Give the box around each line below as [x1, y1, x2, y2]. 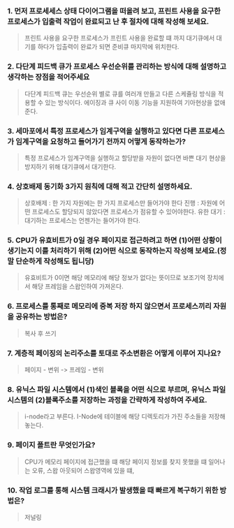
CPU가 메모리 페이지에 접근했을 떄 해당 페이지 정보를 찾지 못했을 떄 [24, 457, 207, 466]
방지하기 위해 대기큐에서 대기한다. [24, 162, 117, 170]
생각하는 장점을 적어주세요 [7, 72, 90, 82]
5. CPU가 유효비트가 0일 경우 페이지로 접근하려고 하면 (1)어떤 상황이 [7, 235, 222, 245]
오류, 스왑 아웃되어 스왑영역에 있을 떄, [31, 466, 135, 474]
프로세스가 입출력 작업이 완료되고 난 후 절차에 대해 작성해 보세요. [7, 16, 210, 26]
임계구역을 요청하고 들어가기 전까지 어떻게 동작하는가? [15, 136, 187, 146]
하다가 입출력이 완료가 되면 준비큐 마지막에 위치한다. [37, 43, 180, 51]
